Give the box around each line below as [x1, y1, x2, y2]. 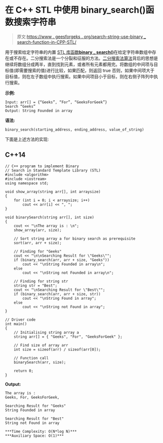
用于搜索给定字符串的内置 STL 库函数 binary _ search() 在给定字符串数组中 [5, 49, 152, 55]
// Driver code [5, 317, 36, 322]
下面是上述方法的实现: [5, 136, 49, 142]
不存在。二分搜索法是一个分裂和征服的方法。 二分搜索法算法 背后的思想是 [13, 55, 158, 61]
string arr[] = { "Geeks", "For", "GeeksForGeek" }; [14, 334, 123, 339]
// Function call [14, 355, 49, 361]
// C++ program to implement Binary [5, 164, 79, 169]
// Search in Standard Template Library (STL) [5, 168, 101, 173]
